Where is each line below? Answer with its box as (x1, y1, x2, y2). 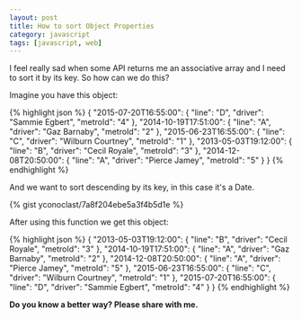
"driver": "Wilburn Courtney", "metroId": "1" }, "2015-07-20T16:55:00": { (9, 272, 276, 283)
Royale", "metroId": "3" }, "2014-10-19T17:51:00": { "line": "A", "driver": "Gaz (9, 244, 290, 254)
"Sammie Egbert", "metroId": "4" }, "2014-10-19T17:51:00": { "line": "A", (9, 117, 271, 128)
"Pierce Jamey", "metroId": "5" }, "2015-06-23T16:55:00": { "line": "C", (9, 262, 271, 274)
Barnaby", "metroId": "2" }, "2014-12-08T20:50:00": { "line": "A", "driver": (9, 253, 281, 264)
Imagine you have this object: (9, 90, 119, 101)
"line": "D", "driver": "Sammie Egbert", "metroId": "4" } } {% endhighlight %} (9, 282, 290, 293)
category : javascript (9, 30, 91, 39)
